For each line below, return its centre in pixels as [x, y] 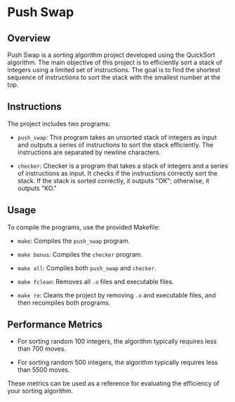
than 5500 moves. [43, 370]
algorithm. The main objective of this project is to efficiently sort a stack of [115, 62]
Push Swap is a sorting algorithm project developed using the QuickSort [111, 55]
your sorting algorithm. [40, 391]
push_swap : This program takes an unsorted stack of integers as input [117, 137]
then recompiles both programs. [64, 302]
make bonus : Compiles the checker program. [80, 254]
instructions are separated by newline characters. [89, 152]
